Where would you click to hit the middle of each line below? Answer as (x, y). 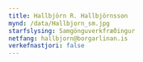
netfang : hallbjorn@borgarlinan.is (68, 38)
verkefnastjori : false (46, 46)
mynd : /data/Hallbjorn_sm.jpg (59, 23)
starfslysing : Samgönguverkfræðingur (72, 31)
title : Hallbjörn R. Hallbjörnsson (68, 16)
